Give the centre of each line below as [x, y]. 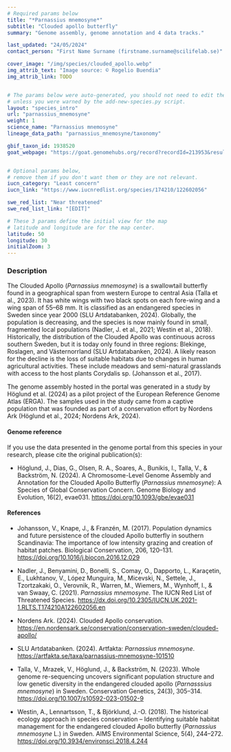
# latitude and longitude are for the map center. [81, 228]
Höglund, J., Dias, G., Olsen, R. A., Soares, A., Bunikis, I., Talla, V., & [112, 468]
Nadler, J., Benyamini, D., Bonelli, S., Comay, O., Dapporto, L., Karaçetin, [119, 570]
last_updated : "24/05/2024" [47, 45]
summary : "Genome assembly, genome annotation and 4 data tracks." [106, 33]
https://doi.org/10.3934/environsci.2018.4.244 [82, 741]
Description [27, 271]
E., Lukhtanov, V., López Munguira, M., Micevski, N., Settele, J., [106, 578]
